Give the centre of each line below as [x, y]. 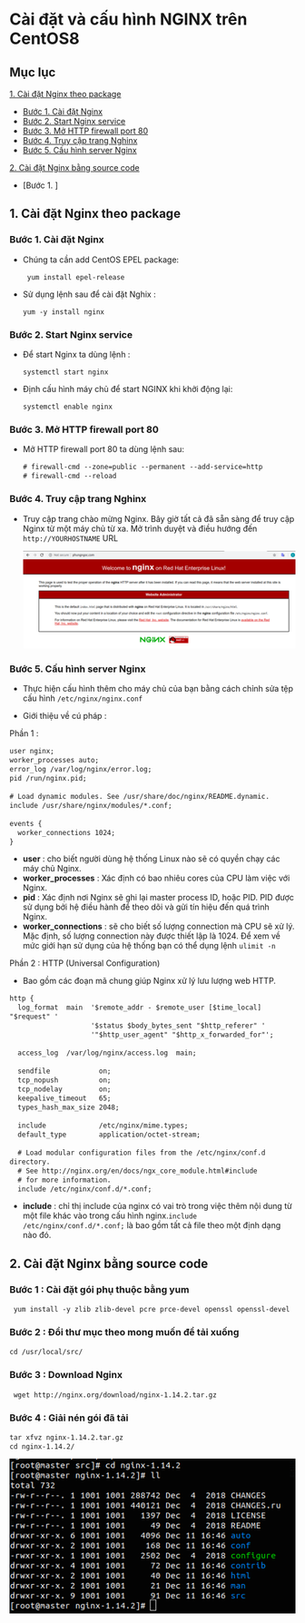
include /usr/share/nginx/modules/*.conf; [91, 806]
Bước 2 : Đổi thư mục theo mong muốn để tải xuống [124, 1333]
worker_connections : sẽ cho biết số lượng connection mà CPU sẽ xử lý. [158, 927]
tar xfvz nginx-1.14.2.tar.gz [67, 1438]
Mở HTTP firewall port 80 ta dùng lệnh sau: [103, 449]
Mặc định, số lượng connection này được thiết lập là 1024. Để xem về [152, 936]
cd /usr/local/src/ [46, 1352]
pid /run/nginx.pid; [49, 779]
